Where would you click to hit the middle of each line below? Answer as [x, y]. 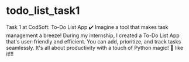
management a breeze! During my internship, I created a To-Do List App [93, 35]
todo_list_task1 [43, 11]
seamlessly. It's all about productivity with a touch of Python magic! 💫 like [95, 48]
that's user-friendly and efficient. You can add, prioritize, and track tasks [94, 41]
